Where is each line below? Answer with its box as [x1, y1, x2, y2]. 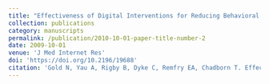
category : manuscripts [8, 26, 84, 34]
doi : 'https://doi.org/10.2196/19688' [8, 57, 138, 65]
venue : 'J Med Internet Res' [8, 49, 106, 57]
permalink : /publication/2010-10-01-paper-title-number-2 [8, 34, 206, 42]
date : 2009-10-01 [8, 42, 66, 50]
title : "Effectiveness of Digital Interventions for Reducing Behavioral [8, 11, 260, 20]
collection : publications [8, 19, 94, 27]
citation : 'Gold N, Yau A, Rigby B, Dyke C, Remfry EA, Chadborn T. [8, 64, 242, 72]
